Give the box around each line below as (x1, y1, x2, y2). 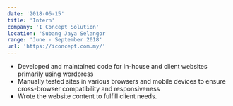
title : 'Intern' (7, 17, 55, 24)
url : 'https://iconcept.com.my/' (7, 43, 106, 50)
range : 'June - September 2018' (7, 37, 102, 44)
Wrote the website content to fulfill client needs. (17, 92, 157, 100)
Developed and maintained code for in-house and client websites (17, 62, 208, 70)
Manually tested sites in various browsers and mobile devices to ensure (17, 77, 226, 85)
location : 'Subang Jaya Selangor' (7, 29, 109, 37)
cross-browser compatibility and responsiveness (17, 85, 160, 93)
